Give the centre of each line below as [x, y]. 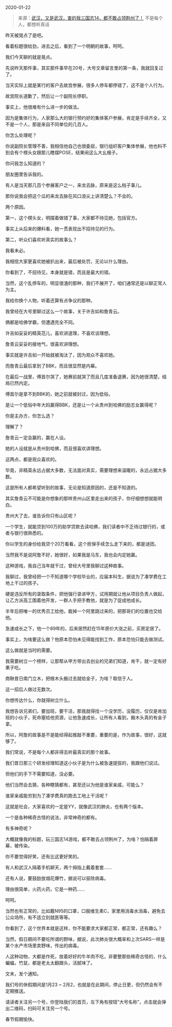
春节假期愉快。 [21, 1019]
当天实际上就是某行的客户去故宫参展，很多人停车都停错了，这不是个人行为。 [86, 85]
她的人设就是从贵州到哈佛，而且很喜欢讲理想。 [55, 448]
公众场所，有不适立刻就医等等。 [39, 917]
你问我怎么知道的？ [26, 163]
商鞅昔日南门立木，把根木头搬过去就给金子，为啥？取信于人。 [70, 678]
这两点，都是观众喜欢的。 [32, 459]
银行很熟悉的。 [30, 533]
